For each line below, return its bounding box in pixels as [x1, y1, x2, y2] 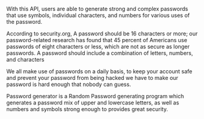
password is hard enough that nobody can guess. [6, 81, 131, 88]
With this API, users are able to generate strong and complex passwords [6, 5, 188, 12]
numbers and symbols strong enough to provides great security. [6, 106, 168, 112]
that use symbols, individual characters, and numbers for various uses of [6, 12, 191, 19]
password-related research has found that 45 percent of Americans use [6, 37, 188, 43]
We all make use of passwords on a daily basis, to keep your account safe [6, 68, 192, 75]
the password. [6, 18, 43, 25]
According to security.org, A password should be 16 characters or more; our [6, 30, 198, 37]
